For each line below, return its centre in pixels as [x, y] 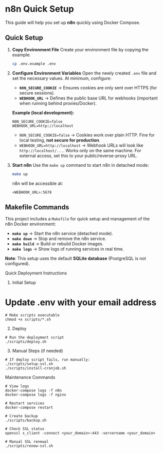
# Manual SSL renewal [27, 442]
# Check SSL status [25, 429]
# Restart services [25, 403]
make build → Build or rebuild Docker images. [58, 244]
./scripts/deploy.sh [26, 342]
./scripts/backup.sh [26, 420]
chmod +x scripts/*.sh [28, 320]
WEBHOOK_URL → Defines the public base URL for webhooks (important [89, 98]
